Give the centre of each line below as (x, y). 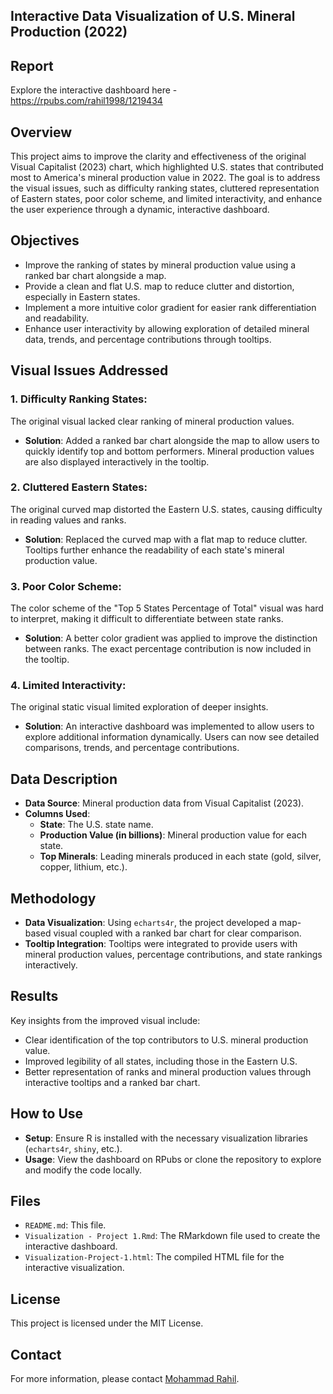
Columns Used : (57, 814)
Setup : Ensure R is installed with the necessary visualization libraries (166, 1138)
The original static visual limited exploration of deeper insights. (139, 707)
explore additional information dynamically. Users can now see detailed (172, 737)
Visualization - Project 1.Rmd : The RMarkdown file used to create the (172, 1236)
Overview (41, 132)
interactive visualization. (74, 1268)
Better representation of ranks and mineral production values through (168, 1071)
